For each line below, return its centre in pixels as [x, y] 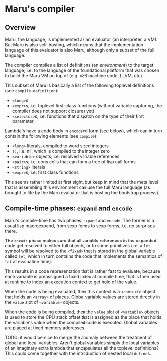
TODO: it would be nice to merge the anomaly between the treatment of [79, 337]
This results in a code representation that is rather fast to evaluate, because [83, 271]
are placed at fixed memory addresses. [45, 328]
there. [11, 231]
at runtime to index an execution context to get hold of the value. [71, 282]
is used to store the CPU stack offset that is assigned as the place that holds [83, 317]
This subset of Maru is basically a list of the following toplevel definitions [80, 85]
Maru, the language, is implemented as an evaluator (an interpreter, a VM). [81, 39]
